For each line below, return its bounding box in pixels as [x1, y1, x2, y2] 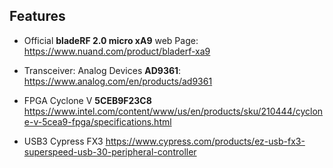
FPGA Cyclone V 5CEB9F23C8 [23, 94, 152, 106]
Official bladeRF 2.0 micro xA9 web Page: [23, 34, 199, 46]
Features [9, 8, 66, 25]
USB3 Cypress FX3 [23, 135, 104, 147]
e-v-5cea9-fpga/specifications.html [23, 115, 172, 128]
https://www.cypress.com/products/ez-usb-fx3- [105, 135, 306, 147]
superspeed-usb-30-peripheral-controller [23, 145, 197, 158]
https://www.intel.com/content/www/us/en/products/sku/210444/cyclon [23, 105, 324, 117]
